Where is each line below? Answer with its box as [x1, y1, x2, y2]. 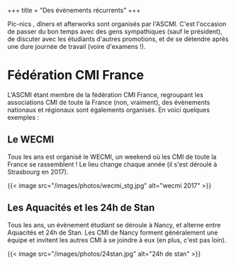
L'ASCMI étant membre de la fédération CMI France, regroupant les [7, 90, 203, 98]
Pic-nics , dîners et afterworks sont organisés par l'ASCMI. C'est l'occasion [7, 20, 227, 28]
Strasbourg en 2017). [7, 167, 69, 176]
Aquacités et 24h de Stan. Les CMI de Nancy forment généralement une [7, 228, 218, 237]
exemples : [7, 113, 40, 121]
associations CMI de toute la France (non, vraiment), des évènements [7, 98, 210, 106]
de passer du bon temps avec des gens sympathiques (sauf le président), [7, 28, 223, 35]
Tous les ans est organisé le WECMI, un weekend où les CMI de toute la [7, 152, 217, 161]
